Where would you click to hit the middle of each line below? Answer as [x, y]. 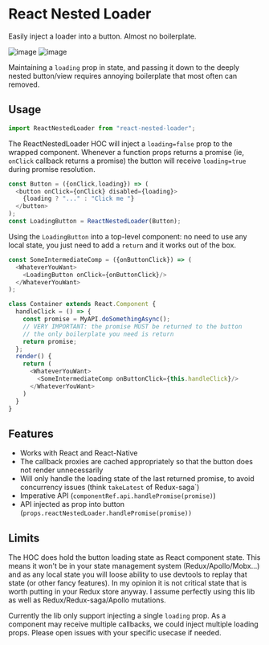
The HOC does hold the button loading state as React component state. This [134, 557]
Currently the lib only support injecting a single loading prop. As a [117, 616]
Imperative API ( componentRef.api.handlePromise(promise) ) [118, 496]
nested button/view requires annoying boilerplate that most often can [123, 76]
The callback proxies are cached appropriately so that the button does [136, 462]
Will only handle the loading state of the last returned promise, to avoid [137, 479]
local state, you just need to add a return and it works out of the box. [122, 245]
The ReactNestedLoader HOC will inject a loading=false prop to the [120, 143]
